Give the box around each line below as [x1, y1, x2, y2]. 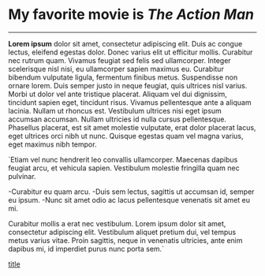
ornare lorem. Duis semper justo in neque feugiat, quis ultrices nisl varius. [8, 80, 248, 90]
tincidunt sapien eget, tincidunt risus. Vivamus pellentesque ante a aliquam [8, 97, 252, 107]
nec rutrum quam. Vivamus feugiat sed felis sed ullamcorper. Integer [8, 55, 231, 65]
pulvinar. [8, 171, 37, 181]
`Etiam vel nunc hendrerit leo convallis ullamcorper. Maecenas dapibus [8, 155, 238, 164]
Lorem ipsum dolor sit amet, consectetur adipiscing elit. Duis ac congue [8, 39, 243, 48]
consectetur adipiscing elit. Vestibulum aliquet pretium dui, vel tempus [8, 227, 237, 237]
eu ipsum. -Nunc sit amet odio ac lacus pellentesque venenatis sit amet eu [8, 195, 251, 204]
